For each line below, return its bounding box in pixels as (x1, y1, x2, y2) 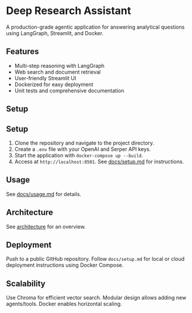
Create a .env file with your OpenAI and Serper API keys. (14, 145, 151, 153)
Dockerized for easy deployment (14, 81, 93, 88)
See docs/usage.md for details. (6, 190, 82, 197)
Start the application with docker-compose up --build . (14, 152, 144, 159)
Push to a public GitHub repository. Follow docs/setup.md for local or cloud (6, 256, 185, 263)
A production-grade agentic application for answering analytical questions (6, 23, 185, 30)
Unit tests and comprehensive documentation (14, 87, 124, 94)
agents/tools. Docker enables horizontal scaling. (6, 300, 123, 308)
